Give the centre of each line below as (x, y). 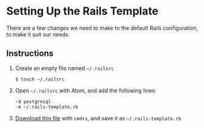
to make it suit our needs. (38, 34)
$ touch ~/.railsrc (40, 79)
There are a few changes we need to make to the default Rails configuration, (102, 28)
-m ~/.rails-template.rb (47, 107)
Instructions (30, 54)
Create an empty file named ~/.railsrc (65, 68)
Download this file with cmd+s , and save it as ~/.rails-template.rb (98, 118)
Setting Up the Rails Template (83, 11)
